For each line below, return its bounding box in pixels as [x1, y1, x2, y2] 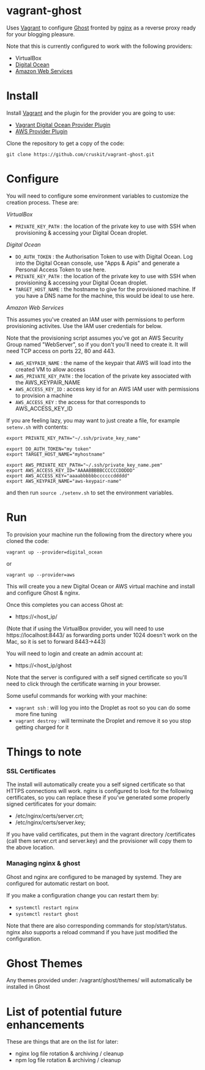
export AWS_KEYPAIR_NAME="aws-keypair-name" [6, 478, 122, 484]
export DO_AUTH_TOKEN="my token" [6, 446, 92, 452]
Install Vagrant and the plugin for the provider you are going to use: [6, 109, 176, 117]
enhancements [6, 1018, 84, 1032]
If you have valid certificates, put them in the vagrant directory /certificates [6, 830, 196, 838]
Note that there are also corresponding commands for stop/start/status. [6, 922, 187, 929]
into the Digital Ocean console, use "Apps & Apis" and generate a [15, 259, 180, 267]
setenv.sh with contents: [6, 423, 69, 431]
